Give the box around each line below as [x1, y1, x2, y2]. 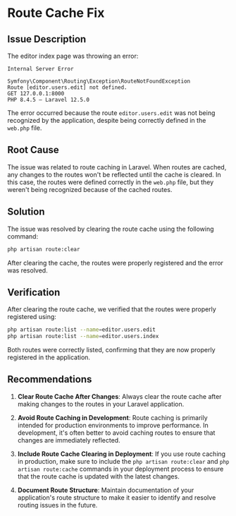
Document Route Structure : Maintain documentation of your [17, 486, 194, 494]
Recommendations [7, 373, 92, 385]
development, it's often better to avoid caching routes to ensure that [17, 428, 216, 437]
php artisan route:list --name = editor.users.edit [7, 326, 156, 333]
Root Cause [7, 144, 60, 156]
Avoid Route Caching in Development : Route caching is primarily [17, 413, 208, 421]
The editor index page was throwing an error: [7, 52, 139, 60]
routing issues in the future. [17, 500, 98, 509]
